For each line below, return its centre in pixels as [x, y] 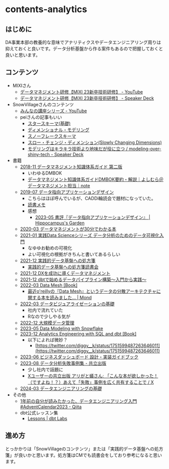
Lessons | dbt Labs [47, 418]
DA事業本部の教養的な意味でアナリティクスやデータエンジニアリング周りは [83, 42]
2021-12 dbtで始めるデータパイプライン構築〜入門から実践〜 [83, 279]
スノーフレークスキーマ [52, 136]
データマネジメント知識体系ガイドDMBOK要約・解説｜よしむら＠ [96, 179]
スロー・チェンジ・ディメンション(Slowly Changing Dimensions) [95, 142]
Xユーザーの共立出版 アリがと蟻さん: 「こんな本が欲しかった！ [93, 376]
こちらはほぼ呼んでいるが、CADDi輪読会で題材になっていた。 [92, 198]
